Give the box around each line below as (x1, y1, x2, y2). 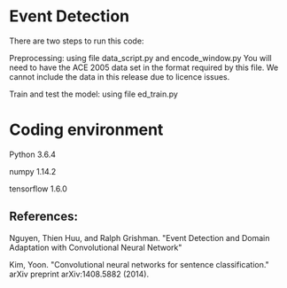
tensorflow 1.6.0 (9, 183, 68, 194)
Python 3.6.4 (9, 149, 56, 160)
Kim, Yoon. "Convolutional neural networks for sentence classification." (9, 259, 270, 269)
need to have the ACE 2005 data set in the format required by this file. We (9, 62, 279, 73)
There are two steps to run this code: (9, 35, 144, 46)
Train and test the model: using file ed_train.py (9, 89, 179, 99)
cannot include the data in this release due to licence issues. (9, 71, 230, 82)
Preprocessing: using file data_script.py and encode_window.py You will (9, 52, 272, 63)
